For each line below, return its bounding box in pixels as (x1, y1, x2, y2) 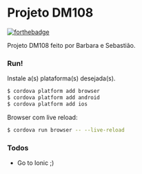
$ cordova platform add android (7, 94, 100, 101)
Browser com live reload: (7, 113, 78, 121)
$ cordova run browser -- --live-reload (7, 126, 125, 133)
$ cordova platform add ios (7, 101, 88, 107)
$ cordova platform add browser (7, 88, 100, 95)
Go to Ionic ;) (17, 159, 54, 167)
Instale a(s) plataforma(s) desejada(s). (7, 74, 116, 82)
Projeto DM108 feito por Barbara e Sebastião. (7, 41, 136, 49)
